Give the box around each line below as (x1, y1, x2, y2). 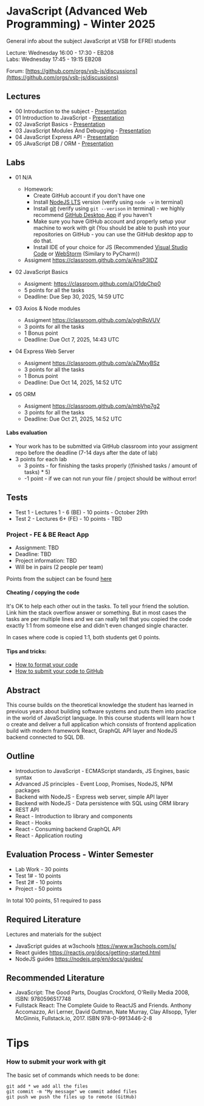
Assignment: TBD (15, 544, 59, 551)
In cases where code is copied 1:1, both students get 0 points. (6, 634, 161, 641)
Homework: (24, 185, 53, 193)
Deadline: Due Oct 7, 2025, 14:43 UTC (24, 335, 120, 343)
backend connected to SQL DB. (6, 733, 85, 741)
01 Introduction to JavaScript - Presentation (15, 114, 124, 121)
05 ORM (15, 390, 36, 397)
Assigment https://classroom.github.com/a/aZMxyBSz (24, 359, 160, 366)
